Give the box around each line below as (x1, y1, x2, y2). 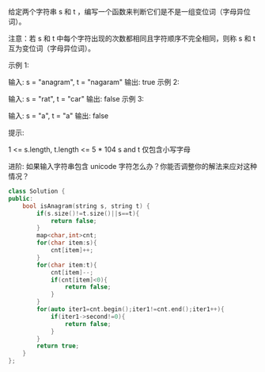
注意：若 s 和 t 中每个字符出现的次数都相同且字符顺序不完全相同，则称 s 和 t (8, 34, 256, 43)
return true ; (36, 342, 80, 351)
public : (8, 194, 34, 202)
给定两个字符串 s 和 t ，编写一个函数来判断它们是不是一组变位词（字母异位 (8, 7, 251, 16)
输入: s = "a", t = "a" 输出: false (8, 111, 109, 121)
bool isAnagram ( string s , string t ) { (22, 201, 150, 210)
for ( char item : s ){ (36, 239, 97, 247)
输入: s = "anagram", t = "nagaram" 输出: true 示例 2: (8, 78, 180, 86)
